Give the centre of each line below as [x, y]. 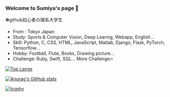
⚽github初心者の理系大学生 [34, 20]
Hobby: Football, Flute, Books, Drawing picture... [63, 54]
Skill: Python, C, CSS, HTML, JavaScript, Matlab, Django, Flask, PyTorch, [89, 42]
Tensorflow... [26, 48]
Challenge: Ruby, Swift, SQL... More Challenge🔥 [63, 59]
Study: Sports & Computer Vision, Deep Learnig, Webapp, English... [83, 37]
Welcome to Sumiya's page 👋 [42, 8]
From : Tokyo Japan [33, 32]
